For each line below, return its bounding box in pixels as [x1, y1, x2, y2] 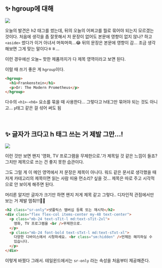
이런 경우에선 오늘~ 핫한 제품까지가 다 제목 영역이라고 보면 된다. [5, 56, 126, 62]
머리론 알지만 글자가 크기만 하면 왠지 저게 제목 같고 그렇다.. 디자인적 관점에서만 [5, 192, 154, 198]
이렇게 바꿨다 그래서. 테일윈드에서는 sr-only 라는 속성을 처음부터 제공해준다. [5, 257, 150, 263]
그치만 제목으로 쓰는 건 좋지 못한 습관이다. [5, 159, 84, 165]
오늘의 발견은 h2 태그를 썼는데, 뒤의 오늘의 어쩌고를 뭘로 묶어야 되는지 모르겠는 [5, 27, 154, 33]
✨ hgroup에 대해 [5, 4, 54, 13]
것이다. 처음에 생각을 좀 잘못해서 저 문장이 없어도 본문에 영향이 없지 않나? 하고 [5, 33, 152, 39]
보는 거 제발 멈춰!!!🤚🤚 [5, 198, 46, 204]
